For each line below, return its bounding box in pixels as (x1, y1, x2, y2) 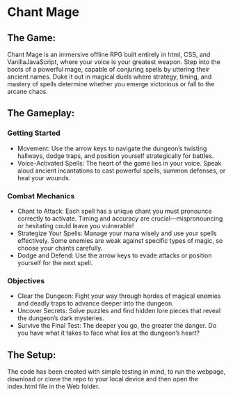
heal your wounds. (17, 173, 71, 182)
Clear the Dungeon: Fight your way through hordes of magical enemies (17, 292, 221, 300)
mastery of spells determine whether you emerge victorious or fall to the (7, 80, 215, 88)
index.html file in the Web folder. (7, 382, 100, 390)
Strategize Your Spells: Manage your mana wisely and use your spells (17, 229, 217, 237)
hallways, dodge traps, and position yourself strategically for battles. (17, 151, 214, 160)
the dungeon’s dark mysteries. (17, 314, 104, 322)
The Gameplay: (7, 107, 75, 119)
